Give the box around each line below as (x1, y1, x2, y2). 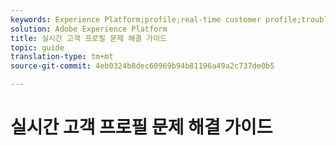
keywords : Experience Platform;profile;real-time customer (10, 14, 262, 25)
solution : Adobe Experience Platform (10, 24, 168, 34)
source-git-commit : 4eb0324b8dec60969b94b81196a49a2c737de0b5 (10, 61, 275, 71)
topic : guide (10, 42, 65, 53)
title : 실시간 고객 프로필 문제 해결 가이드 (10, 33, 168, 43)
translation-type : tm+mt (10, 52, 114, 62)
